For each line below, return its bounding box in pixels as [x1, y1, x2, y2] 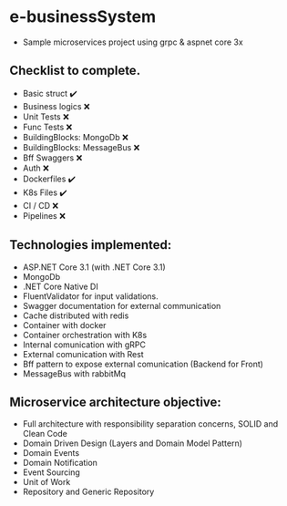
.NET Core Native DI [22, 281, 98, 292]
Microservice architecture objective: [9, 394, 221, 409]
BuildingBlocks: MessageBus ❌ [22, 141, 140, 152]
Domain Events [22, 448, 80, 459]
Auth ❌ [22, 162, 50, 173]
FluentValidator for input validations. [22, 290, 159, 302]
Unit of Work [22, 477, 71, 488]
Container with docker [22, 319, 107, 330]
